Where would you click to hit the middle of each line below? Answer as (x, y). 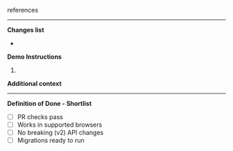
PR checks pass (40, 117)
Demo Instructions (35, 57)
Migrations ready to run (51, 141)
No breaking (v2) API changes (60, 133)
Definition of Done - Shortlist (50, 104)
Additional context (35, 83)
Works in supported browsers (60, 125)
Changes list (26, 30)
